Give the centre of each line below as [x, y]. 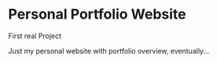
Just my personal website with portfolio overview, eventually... [109, 51]
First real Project [35, 36]
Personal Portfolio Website [97, 14]
